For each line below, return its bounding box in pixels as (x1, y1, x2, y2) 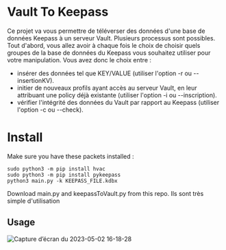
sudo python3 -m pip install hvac (7, 165, 106, 172)
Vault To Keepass (7, 4, 109, 20)
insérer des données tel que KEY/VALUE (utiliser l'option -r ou (16, 69, 192, 77)
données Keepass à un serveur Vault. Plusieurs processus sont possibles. (7, 34, 216, 42)
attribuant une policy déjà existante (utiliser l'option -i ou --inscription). (16, 90, 217, 99)
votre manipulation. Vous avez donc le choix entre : (7, 55, 152, 64)
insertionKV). (16, 76, 55, 84)
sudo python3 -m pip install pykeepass (7, 171, 121, 178)
